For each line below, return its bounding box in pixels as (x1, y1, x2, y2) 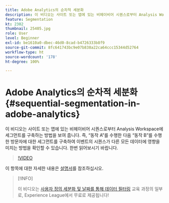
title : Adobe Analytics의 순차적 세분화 (5, 7, 84, 13)
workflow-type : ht (5, 49, 44, 55)
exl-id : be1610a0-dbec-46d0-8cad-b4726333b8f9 (5, 40, 105, 45)
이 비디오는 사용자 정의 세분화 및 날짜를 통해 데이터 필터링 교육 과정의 (17, 186, 154, 192)
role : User (5, 31, 28, 36)
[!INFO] (17, 175, 33, 182)
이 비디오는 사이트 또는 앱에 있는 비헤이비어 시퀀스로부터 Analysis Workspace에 (5, 126, 163, 132)
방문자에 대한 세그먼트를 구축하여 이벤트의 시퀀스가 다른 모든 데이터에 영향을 (10, 138, 160, 144)
